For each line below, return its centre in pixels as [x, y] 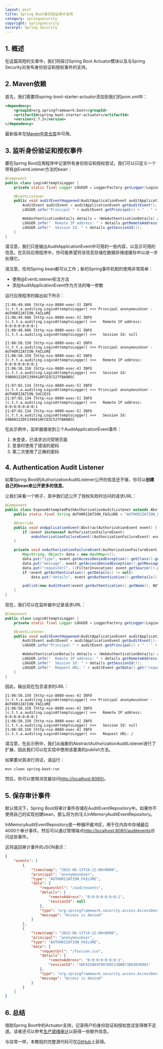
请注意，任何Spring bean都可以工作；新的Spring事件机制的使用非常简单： [79, 269]
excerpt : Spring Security [31, 28]
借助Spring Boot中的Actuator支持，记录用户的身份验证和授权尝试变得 [74, 1025]
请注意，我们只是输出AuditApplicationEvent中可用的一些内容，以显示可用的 [80, 246]
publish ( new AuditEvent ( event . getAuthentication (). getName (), [87, 586]
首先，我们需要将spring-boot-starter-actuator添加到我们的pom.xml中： [76, 96]
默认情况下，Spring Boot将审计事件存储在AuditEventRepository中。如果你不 [81, 808]
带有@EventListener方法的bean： [39, 169]
